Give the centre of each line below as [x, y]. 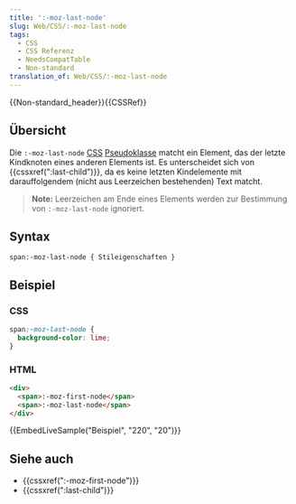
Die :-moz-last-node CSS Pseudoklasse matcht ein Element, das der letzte [148, 152]
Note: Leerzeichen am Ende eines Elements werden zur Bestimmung [159, 199]
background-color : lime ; [64, 338]
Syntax [30, 236]
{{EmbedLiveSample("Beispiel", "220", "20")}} [96, 431]
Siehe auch [42, 458]
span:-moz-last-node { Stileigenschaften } [92, 257]
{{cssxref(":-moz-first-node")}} [81, 481]
